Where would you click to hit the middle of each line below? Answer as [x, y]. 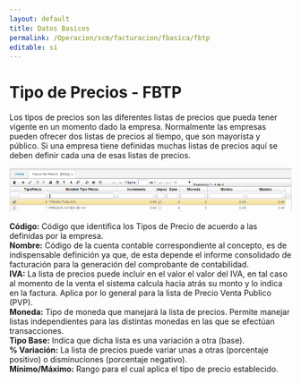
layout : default [39, 19]
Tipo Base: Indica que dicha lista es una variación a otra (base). [127, 341]
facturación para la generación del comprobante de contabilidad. [129, 265]
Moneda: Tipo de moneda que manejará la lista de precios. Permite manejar [150, 312]
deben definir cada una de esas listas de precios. [100, 156]
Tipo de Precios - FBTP [95, 93]
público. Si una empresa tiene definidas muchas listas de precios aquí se [144, 146]
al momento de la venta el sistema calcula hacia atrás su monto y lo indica [146, 284]
